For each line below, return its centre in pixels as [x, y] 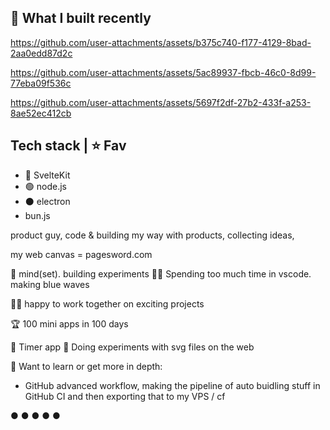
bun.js [37, 215]
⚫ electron [47, 201]
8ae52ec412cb [41, 113]
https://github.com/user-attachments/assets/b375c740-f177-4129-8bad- [161, 42]
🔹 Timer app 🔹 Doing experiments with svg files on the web [132, 347]
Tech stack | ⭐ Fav [68, 146]
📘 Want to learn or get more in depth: [86, 366]
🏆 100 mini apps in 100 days [69, 323]
